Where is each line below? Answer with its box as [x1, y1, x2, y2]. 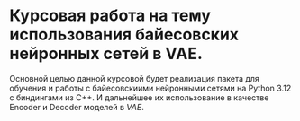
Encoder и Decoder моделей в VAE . [9, 101, 144, 112]
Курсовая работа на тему [9, 5, 212, 26]
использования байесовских [9, 24, 240, 45]
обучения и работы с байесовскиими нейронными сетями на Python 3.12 [9, 82, 292, 93]
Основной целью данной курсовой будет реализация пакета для [9, 73, 259, 83]
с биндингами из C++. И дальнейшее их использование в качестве [9, 91, 269, 103]
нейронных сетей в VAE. [9, 44, 203, 64]
